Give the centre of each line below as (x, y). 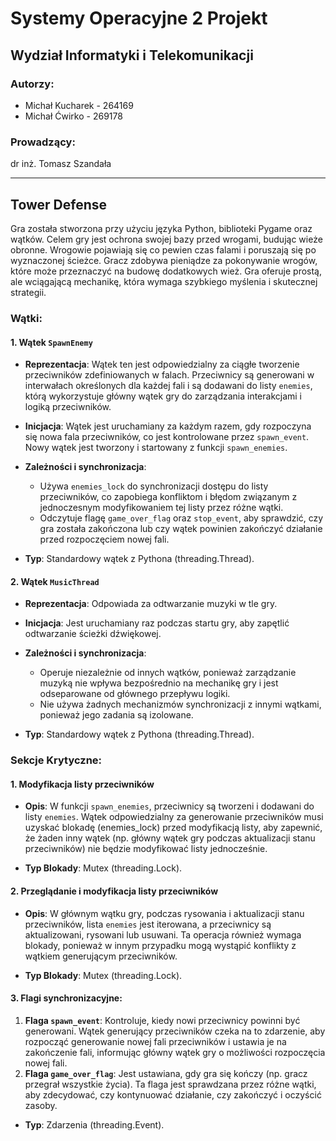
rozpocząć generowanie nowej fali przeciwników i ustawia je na (155, 1041)
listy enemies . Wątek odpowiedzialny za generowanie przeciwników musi (174, 817)
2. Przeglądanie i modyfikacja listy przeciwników (114, 891)
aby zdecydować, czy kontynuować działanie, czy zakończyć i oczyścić (173, 1094)
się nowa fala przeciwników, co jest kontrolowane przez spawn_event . (167, 437)
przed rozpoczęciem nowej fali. (104, 539)
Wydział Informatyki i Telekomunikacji (132, 55)
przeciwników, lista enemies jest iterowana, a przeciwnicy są (148, 924)
